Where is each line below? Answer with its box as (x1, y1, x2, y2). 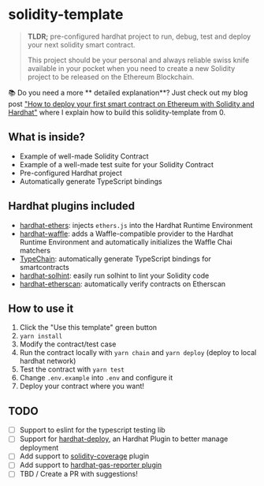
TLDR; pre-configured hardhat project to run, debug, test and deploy (27, 32, 251, 41)
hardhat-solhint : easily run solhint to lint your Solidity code (19, 271, 210, 280)
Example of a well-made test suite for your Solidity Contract (19, 159, 214, 169)
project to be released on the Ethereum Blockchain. (27, 72, 195, 81)
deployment (19, 443, 59, 453)
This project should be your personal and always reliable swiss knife (27, 55, 250, 65)
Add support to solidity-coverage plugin (19, 451, 150, 461)
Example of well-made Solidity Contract (19, 151, 149, 161)
